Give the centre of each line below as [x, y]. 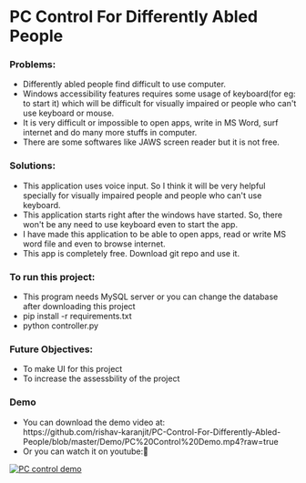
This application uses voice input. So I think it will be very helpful [144, 186]
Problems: [33, 65]
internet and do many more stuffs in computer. [110, 133]
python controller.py [60, 326]
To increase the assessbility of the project [101, 378]
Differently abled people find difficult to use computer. [124, 85]
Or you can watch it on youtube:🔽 [85, 451]
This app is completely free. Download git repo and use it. [131, 253]
